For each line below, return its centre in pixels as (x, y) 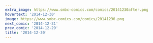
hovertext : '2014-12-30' (31, 14)
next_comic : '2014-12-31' (31, 23)
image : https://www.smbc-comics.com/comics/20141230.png (65, 19)
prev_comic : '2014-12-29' (31, 28)
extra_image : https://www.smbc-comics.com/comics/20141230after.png (77, 10)
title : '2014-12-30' (26, 33)
